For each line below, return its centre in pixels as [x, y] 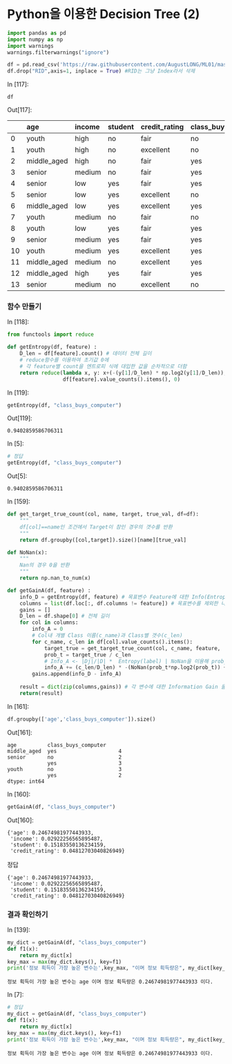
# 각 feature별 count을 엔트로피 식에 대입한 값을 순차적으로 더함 [103, 366]
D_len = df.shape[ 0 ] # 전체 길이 [65, 616]
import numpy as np [35, 39]
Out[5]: [17, 476]
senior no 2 [65, 757]
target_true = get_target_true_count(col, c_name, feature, [132, 648]
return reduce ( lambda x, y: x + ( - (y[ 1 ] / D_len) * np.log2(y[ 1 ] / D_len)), [123, 373]
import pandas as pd [37, 33]
